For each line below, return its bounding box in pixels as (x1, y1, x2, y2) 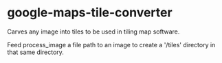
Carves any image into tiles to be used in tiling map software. (7, 27, 180, 36)
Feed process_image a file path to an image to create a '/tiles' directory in (7, 40, 216, 49)
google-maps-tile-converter (7, 5, 173, 21)
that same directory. (7, 48, 64, 56)
